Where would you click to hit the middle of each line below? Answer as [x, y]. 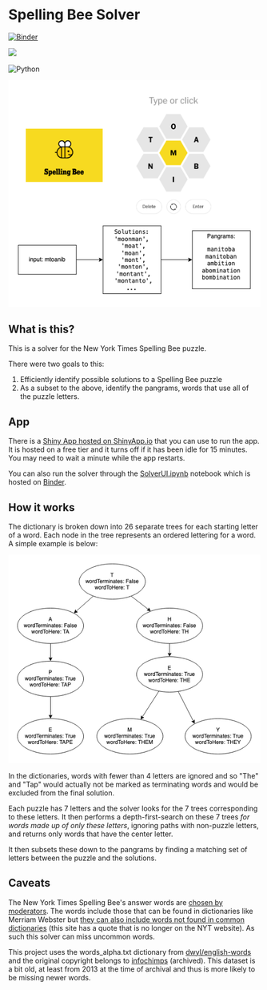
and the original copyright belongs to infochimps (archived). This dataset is [132, 960]
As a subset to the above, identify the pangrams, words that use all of [134, 388]
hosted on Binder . [37, 482]
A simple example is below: [53, 544]
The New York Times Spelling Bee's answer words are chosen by [116, 902]
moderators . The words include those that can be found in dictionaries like [131, 911]
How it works [42, 507]
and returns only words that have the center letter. [91, 834]
